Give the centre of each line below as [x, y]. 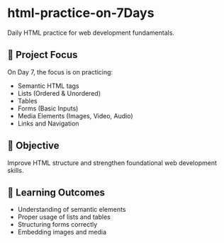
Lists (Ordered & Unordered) [59, 93]
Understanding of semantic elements [72, 210]
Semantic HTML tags [48, 86]
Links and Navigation [48, 123]
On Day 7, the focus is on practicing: [60, 72]
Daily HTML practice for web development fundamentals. [91, 33]
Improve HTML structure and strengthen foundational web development [112, 163]
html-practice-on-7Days [81, 13]
